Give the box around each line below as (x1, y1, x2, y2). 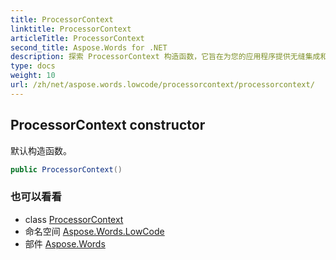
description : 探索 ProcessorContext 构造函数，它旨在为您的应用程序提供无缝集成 (10, 52, 321, 62)
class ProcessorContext (24, 213, 124, 225)
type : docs (10, 61, 56, 71)
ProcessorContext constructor (10, 117, 206, 134)
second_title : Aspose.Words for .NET (10, 42, 168, 53)
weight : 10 (10, 71, 56, 81)
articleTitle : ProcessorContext (10, 33, 145, 43)
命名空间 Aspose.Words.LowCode (24, 225, 165, 237)
